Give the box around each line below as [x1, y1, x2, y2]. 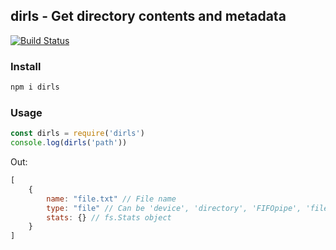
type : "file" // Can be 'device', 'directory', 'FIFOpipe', [46, 203, 302, 213]
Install [10, 59, 42, 73]
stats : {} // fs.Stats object [46, 212, 172, 223]
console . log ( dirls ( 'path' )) [10, 138, 128, 148]
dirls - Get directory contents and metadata [10, 8, 287, 25]
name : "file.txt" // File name [46, 194, 177, 204]
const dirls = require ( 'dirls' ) [10, 129, 145, 139]
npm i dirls [10, 82, 60, 93]
